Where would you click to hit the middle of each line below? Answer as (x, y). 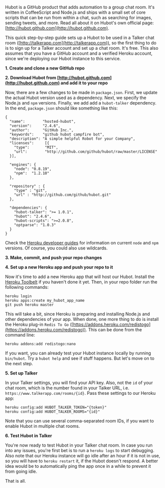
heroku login (18, 296)
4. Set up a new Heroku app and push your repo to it (59, 267)
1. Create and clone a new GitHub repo (45, 68)
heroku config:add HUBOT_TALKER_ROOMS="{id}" (52, 412)
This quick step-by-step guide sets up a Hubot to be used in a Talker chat (80, 37)
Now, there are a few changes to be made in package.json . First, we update (81, 92)
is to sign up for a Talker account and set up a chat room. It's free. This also (82, 48)
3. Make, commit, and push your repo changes (54, 258)
